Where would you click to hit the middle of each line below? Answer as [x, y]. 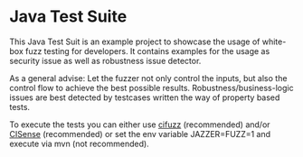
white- [274, 42]
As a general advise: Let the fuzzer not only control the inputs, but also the [148, 78]
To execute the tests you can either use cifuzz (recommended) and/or [140, 125]
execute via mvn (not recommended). [79, 143]
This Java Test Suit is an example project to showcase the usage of [135, 42]
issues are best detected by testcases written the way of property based [145, 97]
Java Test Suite [68, 17]
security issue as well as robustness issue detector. [105, 60]
